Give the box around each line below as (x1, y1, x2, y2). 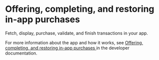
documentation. (5, 50, 38, 56)
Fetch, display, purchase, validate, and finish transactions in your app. (5, 30, 148, 36)
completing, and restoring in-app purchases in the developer (5, 45, 130, 51)
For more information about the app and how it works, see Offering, (5, 39, 143, 45)
